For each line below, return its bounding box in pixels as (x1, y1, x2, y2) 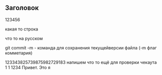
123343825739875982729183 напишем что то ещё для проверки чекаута (5, 59, 157, 65)
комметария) (5, 50, 33, 56)
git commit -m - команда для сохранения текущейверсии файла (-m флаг (5, 45, 157, 50)
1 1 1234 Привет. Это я (5, 64, 51, 70)
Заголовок (5, 4, 39, 12)
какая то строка (5, 26, 38, 32)
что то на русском (5, 35, 43, 41)
